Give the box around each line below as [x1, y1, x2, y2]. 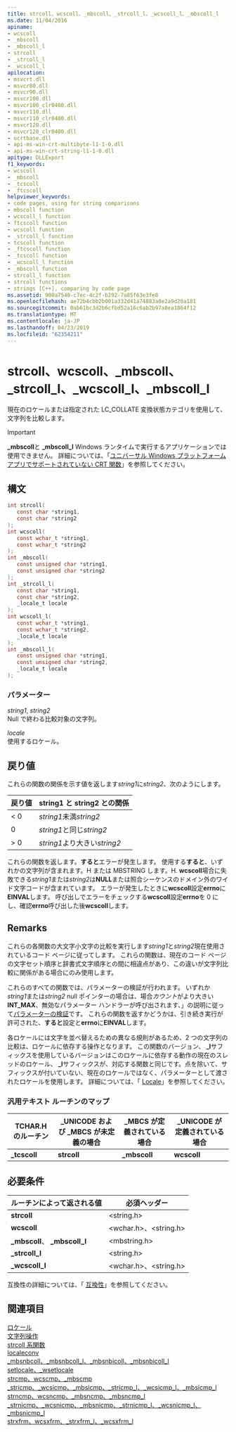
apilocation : [7, 69, 46, 76]
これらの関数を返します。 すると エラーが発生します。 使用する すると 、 [7, 857, 211, 866]
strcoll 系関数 [7, 1341, 46, 1349]
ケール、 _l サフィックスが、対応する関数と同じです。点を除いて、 [31, 1059, 221, 1068]
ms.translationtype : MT [7, 311, 77, 319]
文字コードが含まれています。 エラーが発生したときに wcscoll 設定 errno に [13, 883, 226, 892]
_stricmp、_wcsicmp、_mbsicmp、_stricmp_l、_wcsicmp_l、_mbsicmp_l [7, 1383, 217, 1391]
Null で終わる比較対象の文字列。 [7, 715, 100, 723]
